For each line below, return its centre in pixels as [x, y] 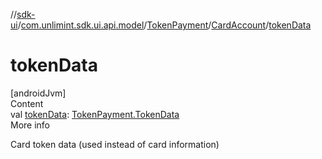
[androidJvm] [38, 93]
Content [27, 103]
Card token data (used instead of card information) [115, 144]
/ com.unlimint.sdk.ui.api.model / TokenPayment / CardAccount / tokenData [164, 25]
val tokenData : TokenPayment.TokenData [95, 114]
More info [30, 125]
